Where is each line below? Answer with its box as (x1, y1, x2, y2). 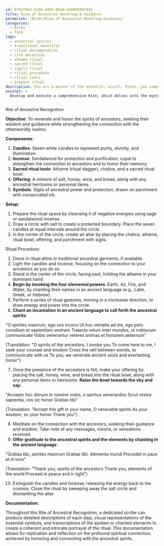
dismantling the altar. (12, 491, 55, 497)
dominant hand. (12, 276, 44, 282)
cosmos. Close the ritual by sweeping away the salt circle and (12, 486, 137, 491)
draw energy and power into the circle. (12, 302, 91, 308)
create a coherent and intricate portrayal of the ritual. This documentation (5, 525, 153, 531)
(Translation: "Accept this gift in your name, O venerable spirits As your (5, 407, 148, 412)
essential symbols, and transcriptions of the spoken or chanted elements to (5, 520, 157, 526)
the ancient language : (12, 442, 58, 448)
